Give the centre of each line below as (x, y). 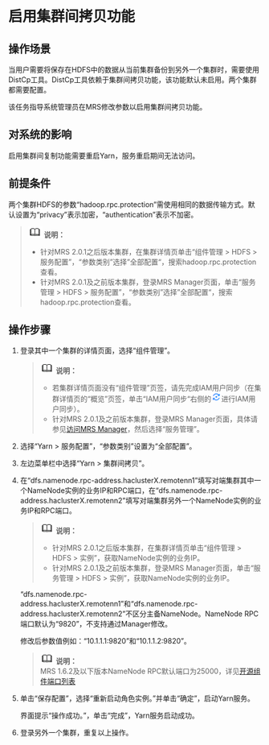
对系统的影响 (40, 135)
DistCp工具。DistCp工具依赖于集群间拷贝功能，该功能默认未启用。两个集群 (132, 80)
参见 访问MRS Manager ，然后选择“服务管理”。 (128, 429)
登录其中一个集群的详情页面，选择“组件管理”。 (97, 350)
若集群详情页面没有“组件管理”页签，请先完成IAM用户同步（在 (153, 388)
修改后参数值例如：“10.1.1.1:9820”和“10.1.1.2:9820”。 (105, 641)
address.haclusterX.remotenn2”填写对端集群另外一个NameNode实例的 (137, 501)
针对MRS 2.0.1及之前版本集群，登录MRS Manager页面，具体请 (155, 419)
